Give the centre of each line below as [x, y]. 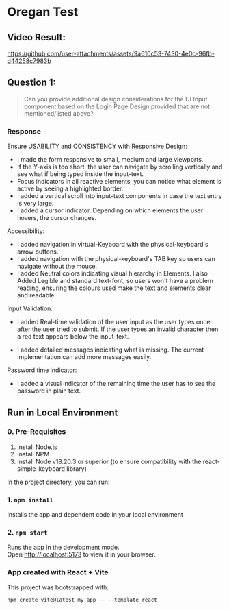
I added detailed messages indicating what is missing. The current [110, 350]
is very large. [35, 204]
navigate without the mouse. [57, 266]
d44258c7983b [29, 61]
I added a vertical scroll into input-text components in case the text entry [119, 196]
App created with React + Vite [58, 572]
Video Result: [37, 37]
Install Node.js [37, 447]
